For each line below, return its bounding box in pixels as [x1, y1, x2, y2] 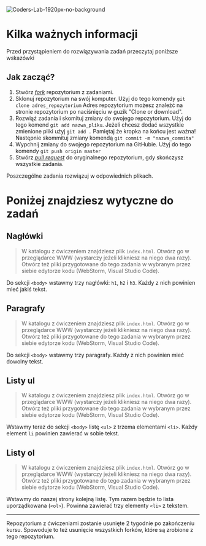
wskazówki [6, 54, 35, 61]
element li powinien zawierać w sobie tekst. [6, 430, 120, 437]
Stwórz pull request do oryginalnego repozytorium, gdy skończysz [15, 154, 184, 161]
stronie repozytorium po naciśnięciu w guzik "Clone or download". [15, 108, 183, 115]
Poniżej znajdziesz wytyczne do [6, 194, 174, 207]
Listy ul [6, 375, 35, 386]
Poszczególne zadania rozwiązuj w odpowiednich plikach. [6, 172, 153, 180]
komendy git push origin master [15, 147, 101, 154]
